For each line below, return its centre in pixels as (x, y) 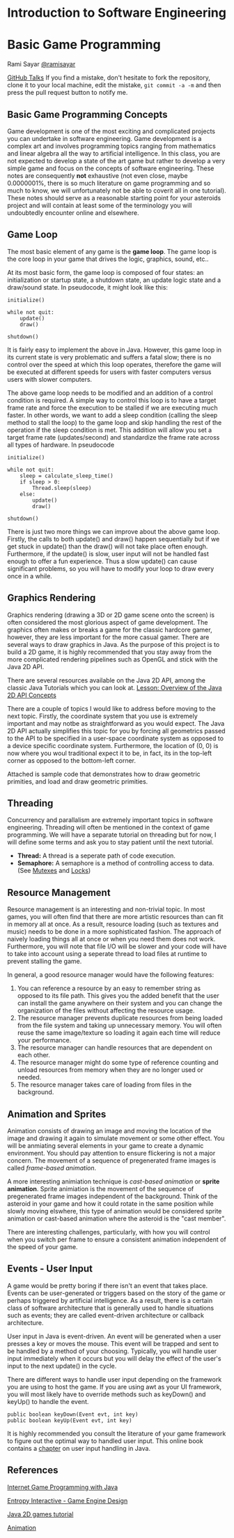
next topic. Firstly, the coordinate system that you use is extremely (103, 716)
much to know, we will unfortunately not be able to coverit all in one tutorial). (117, 191)
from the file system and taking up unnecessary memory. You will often (119, 1025)
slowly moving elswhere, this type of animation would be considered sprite (115, 1211)
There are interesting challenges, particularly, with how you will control (109, 1232)
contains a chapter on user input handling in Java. (79, 1448)
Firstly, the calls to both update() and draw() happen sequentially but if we (114, 539)
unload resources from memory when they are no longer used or (110, 1070)
